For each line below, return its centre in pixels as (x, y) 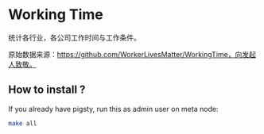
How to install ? (47, 90)
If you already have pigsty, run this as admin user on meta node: (113, 109)
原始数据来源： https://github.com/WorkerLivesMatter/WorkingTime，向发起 (132, 54)
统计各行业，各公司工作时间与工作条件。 (74, 37)
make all (23, 123)
